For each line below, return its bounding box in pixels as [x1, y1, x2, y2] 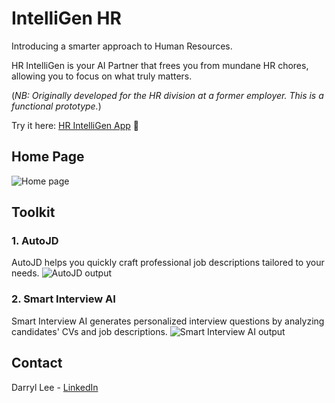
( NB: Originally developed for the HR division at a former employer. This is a [11, 89, 324, 101]
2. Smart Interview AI [11, 292, 116, 306]
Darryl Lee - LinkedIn [11, 381, 99, 393]
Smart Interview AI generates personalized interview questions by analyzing [11, 315, 325, 327]
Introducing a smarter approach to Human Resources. [11, 40, 233, 52]
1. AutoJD [11, 234, 59, 248]
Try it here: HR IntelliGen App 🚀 [11, 119, 139, 131]
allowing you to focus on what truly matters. [11, 70, 193, 82]
